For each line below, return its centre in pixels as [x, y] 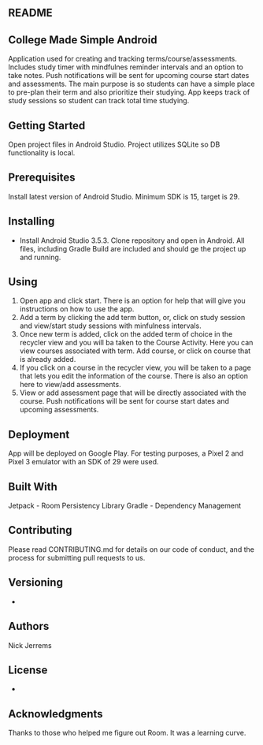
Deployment [39, 434]
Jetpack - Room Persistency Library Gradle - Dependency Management [125, 506]
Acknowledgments [56, 714]
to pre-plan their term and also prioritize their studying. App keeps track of [129, 92]
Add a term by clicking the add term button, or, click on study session [132, 318]
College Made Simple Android [83, 40]
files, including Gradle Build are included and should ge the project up [133, 248]
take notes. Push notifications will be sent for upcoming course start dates [129, 76]
